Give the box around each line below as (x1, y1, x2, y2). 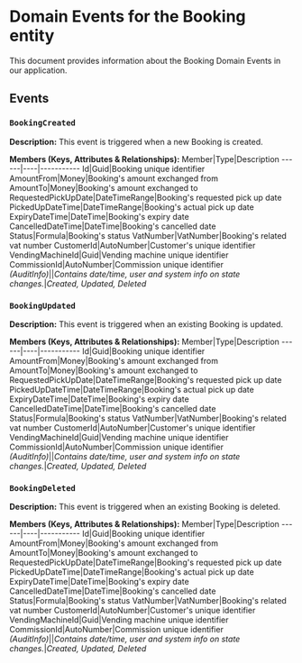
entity (9, 25, 55, 46)
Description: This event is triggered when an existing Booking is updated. (9, 318, 284, 330)
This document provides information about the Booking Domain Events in (9, 55, 281, 66)
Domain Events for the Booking (9, 6, 246, 27)
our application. (9, 65, 68, 76)
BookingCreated (9, 118, 77, 128)
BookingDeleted (9, 483, 77, 493)
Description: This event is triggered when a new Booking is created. (9, 136, 263, 147)
